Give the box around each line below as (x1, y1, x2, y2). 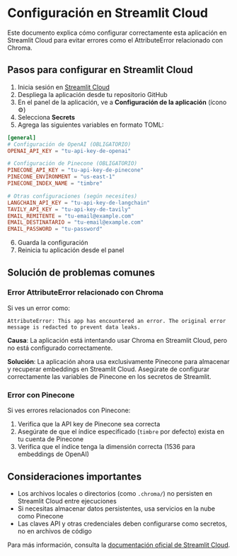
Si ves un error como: (7, 303, 71, 312)
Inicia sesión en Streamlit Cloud (17, 83, 110, 91)
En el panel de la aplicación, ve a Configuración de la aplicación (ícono (17, 98, 227, 106)
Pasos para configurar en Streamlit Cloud (7, 64, 193, 76)
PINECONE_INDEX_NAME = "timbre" (7, 180, 103, 187)
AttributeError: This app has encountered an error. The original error (7, 317, 226, 324)
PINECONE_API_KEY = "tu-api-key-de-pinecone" (7, 166, 144, 174)
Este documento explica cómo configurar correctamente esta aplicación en (7, 28, 227, 37)
